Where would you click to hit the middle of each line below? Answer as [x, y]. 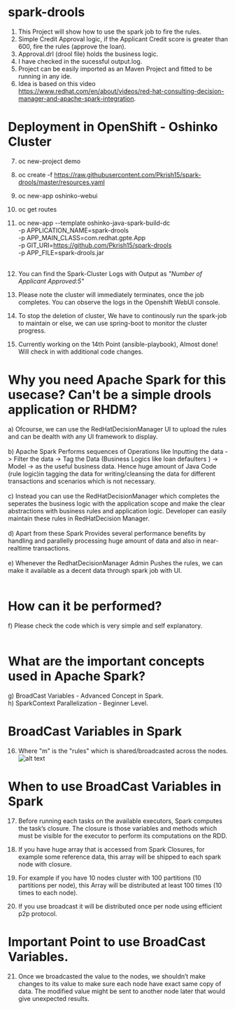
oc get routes [37, 209]
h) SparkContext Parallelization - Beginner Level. [78, 703]
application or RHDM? [73, 410]
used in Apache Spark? [77, 676]
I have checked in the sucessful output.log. [80, 61]
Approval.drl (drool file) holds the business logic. [88, 54]
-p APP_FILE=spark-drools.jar [61, 252]
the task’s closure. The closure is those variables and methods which [117, 828]
